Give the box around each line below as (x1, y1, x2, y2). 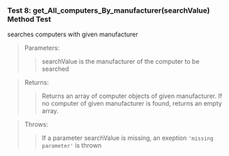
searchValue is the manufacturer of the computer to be (41, 57, 200, 66)
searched (41, 65, 70, 73)
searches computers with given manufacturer (7, 30, 138, 38)
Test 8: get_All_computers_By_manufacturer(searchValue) (7, 6, 210, 15)
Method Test (7, 14, 51, 24)
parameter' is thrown (41, 141, 102, 150)
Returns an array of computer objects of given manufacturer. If (41, 92, 223, 100)
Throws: (24, 120, 49, 129)
